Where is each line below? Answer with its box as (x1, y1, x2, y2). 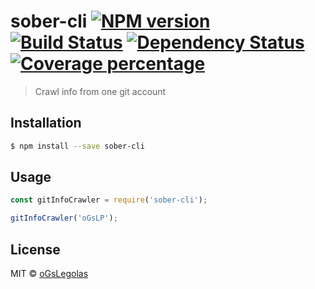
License (10, 241, 61, 258)
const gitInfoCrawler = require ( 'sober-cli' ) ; (10, 195, 208, 205)
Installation (10, 115, 82, 132)
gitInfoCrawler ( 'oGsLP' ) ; (10, 213, 118, 224)
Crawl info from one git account (34, 85, 167, 97)
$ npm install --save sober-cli (10, 141, 145, 151)
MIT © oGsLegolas (10, 268, 89, 279)
